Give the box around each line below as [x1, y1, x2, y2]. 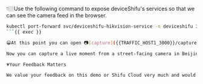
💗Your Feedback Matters [6, 61, 66, 68]
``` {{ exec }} [6, 29, 42, 35]
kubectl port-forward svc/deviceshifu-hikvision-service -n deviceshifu [6, 23, 193, 29]
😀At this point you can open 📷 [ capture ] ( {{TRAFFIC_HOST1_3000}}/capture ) [6, 40, 200, 46]
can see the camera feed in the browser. [6, 12, 107, 19]
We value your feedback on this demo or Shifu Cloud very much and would [6, 72, 196, 79]
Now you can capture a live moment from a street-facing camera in [6, 50, 180, 56]
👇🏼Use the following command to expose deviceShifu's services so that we [6, 5, 195, 12]
